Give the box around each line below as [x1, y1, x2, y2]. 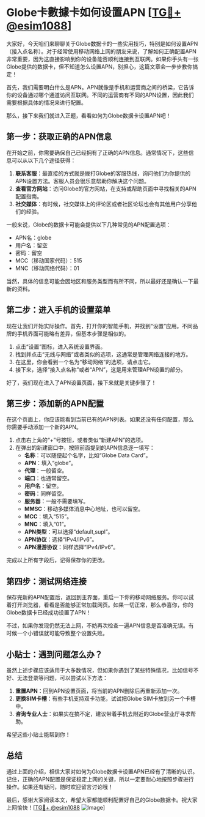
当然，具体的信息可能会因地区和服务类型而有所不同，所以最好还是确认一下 [6, 277, 193, 285]
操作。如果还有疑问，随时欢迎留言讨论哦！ [6, 783, 113, 790]
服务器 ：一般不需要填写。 [24, 498, 89, 505]
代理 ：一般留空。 [24, 467, 68, 474]
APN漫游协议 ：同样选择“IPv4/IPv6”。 [24, 543, 119, 551]
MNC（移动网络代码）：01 [15, 264, 79, 272]
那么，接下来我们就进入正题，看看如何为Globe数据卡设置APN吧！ [6, 111, 172, 119]
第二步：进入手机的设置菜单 [6, 305, 111, 315]
